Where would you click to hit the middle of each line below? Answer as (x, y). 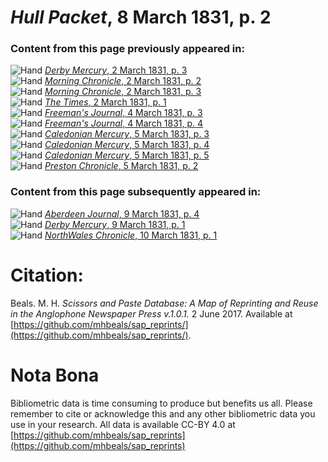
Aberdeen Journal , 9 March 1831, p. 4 (122, 213)
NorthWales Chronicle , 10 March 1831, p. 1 (131, 235)
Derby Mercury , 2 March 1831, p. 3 (116, 70)
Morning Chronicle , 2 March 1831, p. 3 (123, 92)
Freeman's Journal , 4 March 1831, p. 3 (123, 113)
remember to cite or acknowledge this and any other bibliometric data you (163, 413)
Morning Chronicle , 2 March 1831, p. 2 (123, 81)
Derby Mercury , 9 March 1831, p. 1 (115, 224)
